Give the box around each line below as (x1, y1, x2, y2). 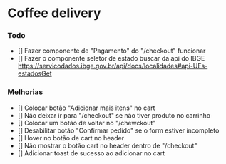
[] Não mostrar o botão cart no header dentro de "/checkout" (17, 141, 197, 150)
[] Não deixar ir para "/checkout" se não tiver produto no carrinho (17, 111, 211, 119)
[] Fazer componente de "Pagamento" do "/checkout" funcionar (17, 46, 206, 55)
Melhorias (7, 87, 43, 97)
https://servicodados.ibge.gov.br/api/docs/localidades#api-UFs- (17, 62, 208, 71)
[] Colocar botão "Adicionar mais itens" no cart (17, 103, 155, 112)
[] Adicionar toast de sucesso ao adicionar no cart (17, 148, 165, 158)
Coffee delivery (7, 5, 101, 21)
